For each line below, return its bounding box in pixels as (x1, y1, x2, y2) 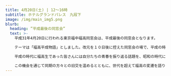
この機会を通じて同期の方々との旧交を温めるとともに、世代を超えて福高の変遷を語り (14, 63, 166, 68)
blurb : (5, 21, 19, 27)
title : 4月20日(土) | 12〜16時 (5, 7, 68, 13)
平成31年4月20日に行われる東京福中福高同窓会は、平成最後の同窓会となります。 (14, 36, 158, 41)
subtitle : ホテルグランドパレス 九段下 (5, 12, 81, 17)
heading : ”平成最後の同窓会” (10, 26, 66, 31)
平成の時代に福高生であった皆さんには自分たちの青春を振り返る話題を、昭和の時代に (14, 54, 166, 59)
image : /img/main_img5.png (5, 17, 63, 22)
